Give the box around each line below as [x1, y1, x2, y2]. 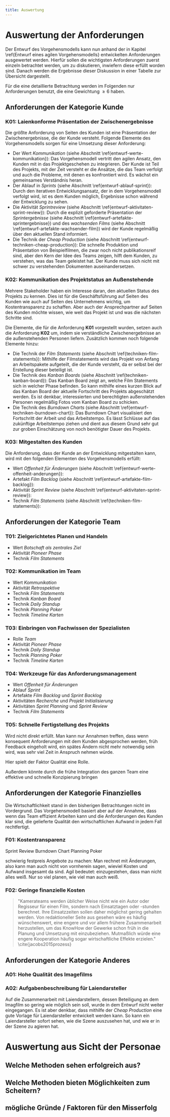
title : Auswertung [5, 7, 44, 13]
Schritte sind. [5, 315, 33, 321]
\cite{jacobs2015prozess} [17, 941, 72, 948]
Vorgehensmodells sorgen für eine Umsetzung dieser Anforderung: [5, 141, 146, 147]
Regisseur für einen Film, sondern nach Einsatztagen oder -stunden [17, 903, 160, 910]
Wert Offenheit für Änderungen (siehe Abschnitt [12, 465, 113, 471]
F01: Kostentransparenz [5, 836, 66, 844]
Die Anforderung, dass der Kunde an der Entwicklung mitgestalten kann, [5, 450, 156, 456]
